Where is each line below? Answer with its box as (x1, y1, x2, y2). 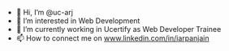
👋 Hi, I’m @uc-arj (15, 8, 73, 17)
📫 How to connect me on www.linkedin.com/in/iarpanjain (15, 33, 210, 43)
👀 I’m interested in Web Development (15, 16, 140, 25)
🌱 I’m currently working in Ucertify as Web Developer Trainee (15, 25, 222, 33)
